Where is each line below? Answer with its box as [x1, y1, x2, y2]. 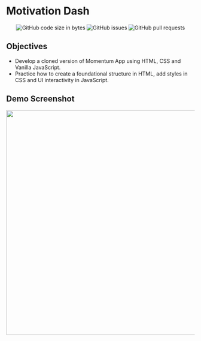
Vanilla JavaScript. [14, 64, 61, 71]
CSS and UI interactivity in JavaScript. [14, 76, 109, 83]
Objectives [6, 41, 48, 52]
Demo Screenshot [6, 94, 75, 104]
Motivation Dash [6, 4, 90, 18]
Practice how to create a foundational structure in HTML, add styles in [14, 70, 188, 77]
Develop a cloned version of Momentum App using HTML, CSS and [14, 57, 181, 64]
